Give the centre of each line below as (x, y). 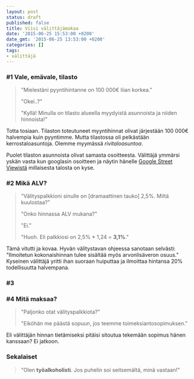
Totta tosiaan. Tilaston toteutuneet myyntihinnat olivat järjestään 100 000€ (98, 131)
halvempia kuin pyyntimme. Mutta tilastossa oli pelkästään (78, 137)
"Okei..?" (32, 101)
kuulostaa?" (36, 203)
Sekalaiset (22, 357)
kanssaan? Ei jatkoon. (33, 341)
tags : (13, 51)
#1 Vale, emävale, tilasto (42, 77)
